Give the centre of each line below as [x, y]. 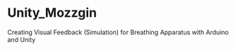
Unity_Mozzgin [52, 13]
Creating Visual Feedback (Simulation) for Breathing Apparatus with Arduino [118, 32]
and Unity [22, 39]
